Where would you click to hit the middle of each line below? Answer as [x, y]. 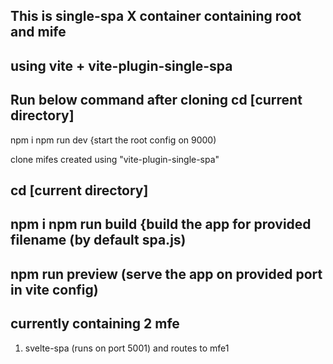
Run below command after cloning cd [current [156, 100]
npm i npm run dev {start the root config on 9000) [113, 140]
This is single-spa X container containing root [156, 16]
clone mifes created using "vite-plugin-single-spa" [115, 159]
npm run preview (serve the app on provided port [166, 274]
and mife [38, 32]
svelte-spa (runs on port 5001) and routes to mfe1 [127, 348]
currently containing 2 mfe [95, 324]
